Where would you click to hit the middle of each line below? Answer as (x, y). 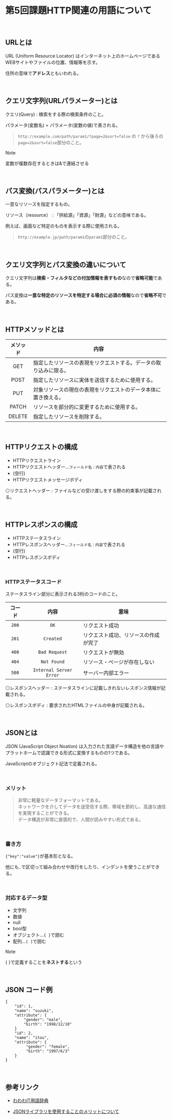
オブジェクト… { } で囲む (38, 935)
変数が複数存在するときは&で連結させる (47, 163)
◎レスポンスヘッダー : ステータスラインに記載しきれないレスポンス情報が (83, 688)
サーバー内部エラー (106, 673)
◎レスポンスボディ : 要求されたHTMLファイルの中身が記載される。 (76, 705)
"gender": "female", (48, 1047)
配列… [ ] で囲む (29, 941)
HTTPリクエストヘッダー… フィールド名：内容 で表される (69, 467)
